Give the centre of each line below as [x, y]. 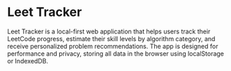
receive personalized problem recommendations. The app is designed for [113, 46]
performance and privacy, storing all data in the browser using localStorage [116, 54]
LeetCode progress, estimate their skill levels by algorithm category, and [111, 38]
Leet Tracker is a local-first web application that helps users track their [109, 31]
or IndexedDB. [28, 61]
